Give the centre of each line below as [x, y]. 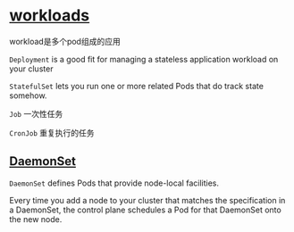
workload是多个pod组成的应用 [65, 41]
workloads [50, 16]
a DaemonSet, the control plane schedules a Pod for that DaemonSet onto [145, 210]
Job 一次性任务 [36, 113]
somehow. [28, 95]
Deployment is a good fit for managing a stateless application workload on [144, 59]
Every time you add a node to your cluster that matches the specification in [147, 200]
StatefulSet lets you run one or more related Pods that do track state [136, 86]
